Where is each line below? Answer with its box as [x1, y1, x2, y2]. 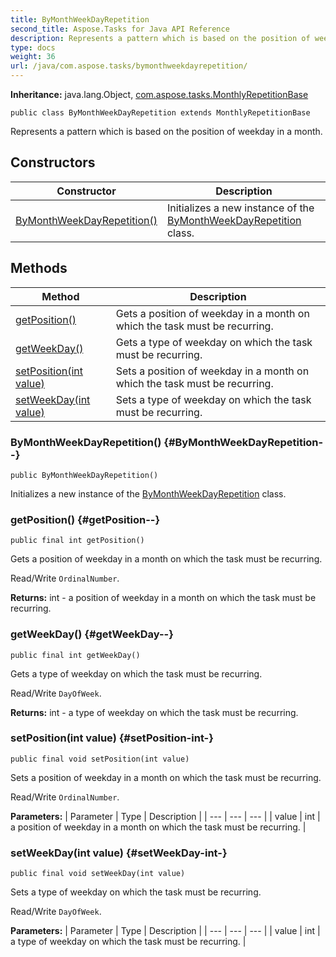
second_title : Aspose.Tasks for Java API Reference [10, 24, 230, 34]
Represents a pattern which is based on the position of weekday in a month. [10, 126, 323, 137]
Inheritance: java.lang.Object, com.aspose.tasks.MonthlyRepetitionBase [10, 89, 309, 100]
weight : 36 [10, 52, 56, 62]
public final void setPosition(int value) [10, 754, 190, 764]
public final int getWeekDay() [10, 650, 141, 660]
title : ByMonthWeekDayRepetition [10, 14, 150, 25]
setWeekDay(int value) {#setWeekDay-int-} [10, 846, 228, 860]
